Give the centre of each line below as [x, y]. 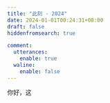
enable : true [38, 59]
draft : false [26, 26]
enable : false [40, 71]
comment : [20, 46]
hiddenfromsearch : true [42, 33]
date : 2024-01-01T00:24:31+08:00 [55, 20]
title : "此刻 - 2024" [37, 14]
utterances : [31, 52]
